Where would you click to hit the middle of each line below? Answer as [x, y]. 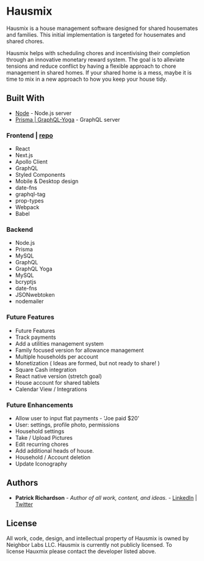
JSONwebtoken [35, 295]
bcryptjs [26, 282]
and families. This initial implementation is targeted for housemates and [96, 34]
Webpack [27, 207]
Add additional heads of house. [55, 450]
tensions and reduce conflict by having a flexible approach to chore [91, 66]
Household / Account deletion [53, 457]
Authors [22, 483]
